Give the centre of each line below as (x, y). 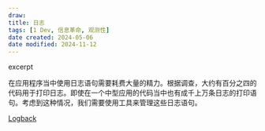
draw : (17, 15)
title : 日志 (26, 23)
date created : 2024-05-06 (50, 37)
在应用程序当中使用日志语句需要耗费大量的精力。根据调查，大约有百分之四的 (132, 83)
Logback (22, 118)
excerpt (21, 67)
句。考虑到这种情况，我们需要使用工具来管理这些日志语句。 (105, 103)
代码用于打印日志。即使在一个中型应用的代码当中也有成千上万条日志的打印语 (132, 93)
